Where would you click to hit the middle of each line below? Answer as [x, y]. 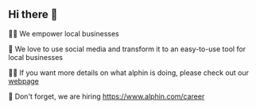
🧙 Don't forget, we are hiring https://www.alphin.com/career [107, 96]
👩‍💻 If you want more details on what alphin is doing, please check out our [128, 73]
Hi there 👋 [33, 15]
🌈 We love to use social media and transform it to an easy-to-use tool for [127, 49]
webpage [24, 81]
